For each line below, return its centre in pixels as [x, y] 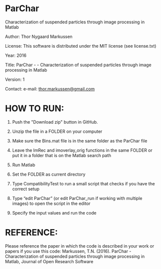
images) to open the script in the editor [51, 203]
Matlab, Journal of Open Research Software [49, 261]
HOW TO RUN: [35, 109]
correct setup [26, 189]
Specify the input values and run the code [54, 213]
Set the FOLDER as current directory [49, 174]
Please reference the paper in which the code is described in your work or [80, 246]
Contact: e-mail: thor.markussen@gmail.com [50, 89]
